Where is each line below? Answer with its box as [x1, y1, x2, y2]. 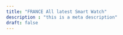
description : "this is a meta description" [6, 14, 118, 20]
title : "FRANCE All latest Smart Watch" [6, 8, 108, 15]
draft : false [6, 20, 38, 26]
